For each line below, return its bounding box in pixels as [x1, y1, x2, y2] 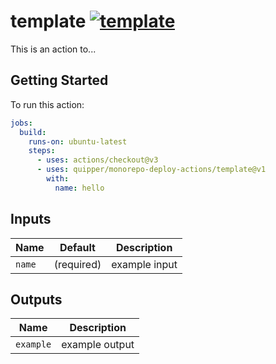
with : [46, 174, 70, 184]
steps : [28, 146, 56, 156]
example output [61, 338, 135, 352]
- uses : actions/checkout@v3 [36, 155, 159, 165]
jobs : [10, 118, 33, 128]
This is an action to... [10, 43, 97, 55]
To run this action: [10, 98, 85, 110]
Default [59, 240, 96, 254]
